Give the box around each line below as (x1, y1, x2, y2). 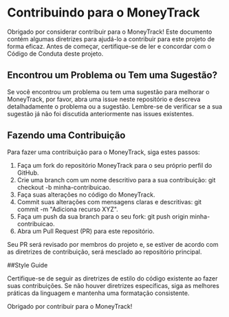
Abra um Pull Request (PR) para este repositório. (17, 227, 155, 235)
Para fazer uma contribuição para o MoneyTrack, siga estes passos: (7, 148, 200, 156)
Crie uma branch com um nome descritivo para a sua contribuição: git (17, 175, 216, 184)
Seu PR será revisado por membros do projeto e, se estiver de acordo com (7, 240, 219, 248)
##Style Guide (7, 261, 48, 269)
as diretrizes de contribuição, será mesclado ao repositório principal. (7, 248, 202, 256)
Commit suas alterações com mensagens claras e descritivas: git (17, 197, 201, 206)
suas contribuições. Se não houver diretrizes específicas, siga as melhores (7, 281, 220, 289)
